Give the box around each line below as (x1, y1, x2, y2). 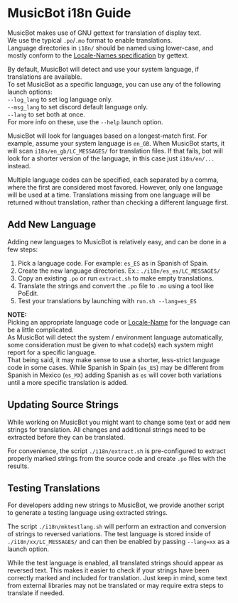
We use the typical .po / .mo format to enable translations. (7, 36, 173, 44)
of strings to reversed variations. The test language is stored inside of (7, 530, 211, 538)
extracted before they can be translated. (7, 433, 126, 441)
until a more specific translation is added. (7, 378, 129, 386)
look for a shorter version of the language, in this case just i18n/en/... (7, 154, 215, 163)
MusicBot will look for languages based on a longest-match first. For (7, 131, 207, 140)
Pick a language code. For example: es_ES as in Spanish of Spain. (17, 259, 209, 267)
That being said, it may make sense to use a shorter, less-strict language (7, 355, 220, 364)
